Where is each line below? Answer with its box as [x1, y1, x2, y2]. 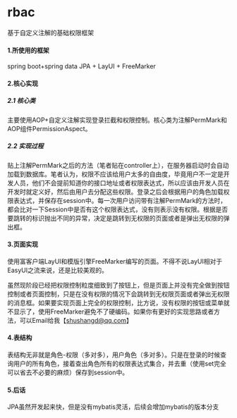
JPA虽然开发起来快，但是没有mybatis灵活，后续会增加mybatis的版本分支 [7, 402, 219, 411]
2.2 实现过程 [7, 142, 44, 150]
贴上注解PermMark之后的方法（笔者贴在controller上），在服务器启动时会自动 [7, 161, 229, 169]
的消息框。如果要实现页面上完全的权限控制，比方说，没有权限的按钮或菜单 [7, 298, 224, 307]
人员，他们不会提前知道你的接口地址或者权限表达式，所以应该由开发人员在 [13, 178, 230, 187]
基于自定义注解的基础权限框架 [7, 28, 94, 37]
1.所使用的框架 [7, 46, 49, 54]
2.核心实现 [7, 79, 39, 87]
